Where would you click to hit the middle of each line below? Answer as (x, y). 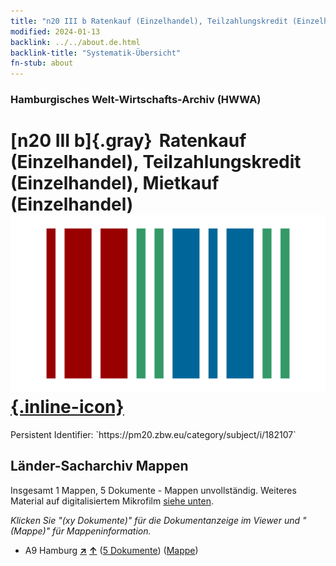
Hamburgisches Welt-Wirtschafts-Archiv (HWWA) (136, 100)
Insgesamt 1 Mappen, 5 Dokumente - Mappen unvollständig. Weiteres (153, 490)
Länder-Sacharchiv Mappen (99, 466)
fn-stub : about (42, 63)
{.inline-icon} (67, 407)
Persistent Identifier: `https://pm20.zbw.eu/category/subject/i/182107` (153, 434)
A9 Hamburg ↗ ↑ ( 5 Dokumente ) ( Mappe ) (111, 550)
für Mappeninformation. (102, 531)
